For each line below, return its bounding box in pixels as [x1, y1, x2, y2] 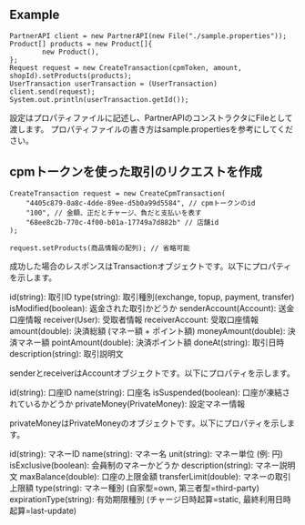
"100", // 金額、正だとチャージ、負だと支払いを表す [25, 208, 202, 217]
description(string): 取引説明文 [9, 348, 124, 358]
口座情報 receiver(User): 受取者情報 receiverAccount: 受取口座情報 [9, 314, 259, 325]
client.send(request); [9, 86, 96, 96]
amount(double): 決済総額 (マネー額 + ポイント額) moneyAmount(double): [9, 325, 286, 336]
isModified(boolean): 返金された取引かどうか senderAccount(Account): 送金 [9, 302, 295, 313]
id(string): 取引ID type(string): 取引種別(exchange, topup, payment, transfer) [9, 291, 295, 302]
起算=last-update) [9, 505, 77, 516]
